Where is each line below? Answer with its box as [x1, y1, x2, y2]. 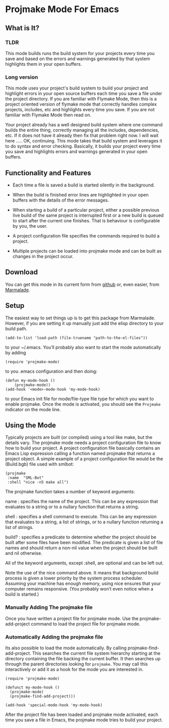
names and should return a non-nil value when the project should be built [5, 545, 158, 551]
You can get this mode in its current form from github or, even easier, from [5, 281, 160, 287]
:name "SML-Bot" [7, 475, 44, 480]
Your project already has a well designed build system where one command [5, 122, 163, 128]
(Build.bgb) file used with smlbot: [5, 461, 74, 467]
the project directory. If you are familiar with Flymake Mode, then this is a [5, 96, 157, 102]
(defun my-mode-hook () [5, 378, 55, 383]
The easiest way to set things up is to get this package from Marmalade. [5, 315, 155, 321]
